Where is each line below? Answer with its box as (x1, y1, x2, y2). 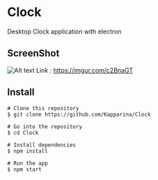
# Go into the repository (7, 123, 82, 130)
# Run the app (7, 160, 49, 167)
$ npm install (7, 147, 49, 154)
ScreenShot (7, 47, 60, 59)
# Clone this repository (7, 105, 79, 112)
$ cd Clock (7, 129, 39, 136)
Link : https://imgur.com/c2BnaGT (35, 66, 134, 74)
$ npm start (7, 165, 42, 173)
